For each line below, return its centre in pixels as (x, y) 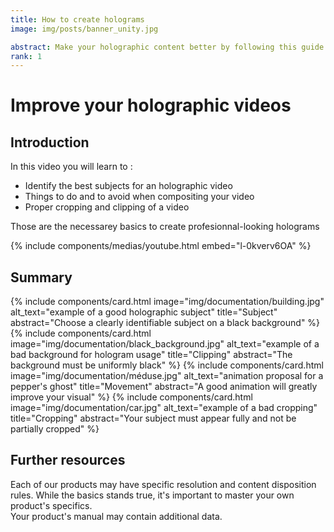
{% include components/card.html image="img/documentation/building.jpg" (167, 302)
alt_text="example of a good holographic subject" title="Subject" (144, 312)
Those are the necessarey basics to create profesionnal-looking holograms (165, 227)
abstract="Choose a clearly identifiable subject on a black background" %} (165, 323)
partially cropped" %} (55, 429)
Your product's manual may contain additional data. (116, 516)
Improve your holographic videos (151, 105)
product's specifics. (51, 505)
